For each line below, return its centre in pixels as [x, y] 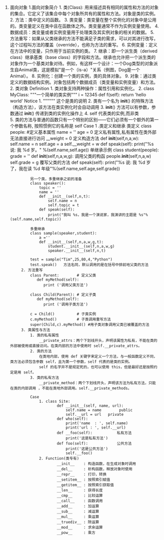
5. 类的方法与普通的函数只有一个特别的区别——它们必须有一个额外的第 [82, 120]
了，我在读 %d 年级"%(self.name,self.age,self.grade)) [65, 168]
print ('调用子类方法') [66, 304]
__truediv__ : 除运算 [78, 522]
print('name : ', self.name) [97, 423]
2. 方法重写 [32, 270]
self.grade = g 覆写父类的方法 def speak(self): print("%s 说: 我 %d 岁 [80, 162]
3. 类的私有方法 [45, 378]
